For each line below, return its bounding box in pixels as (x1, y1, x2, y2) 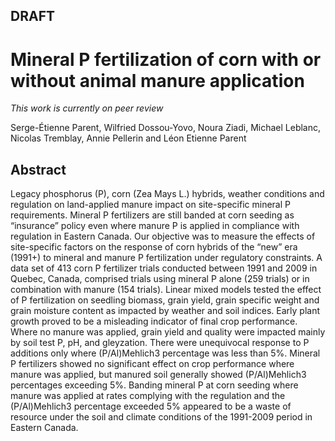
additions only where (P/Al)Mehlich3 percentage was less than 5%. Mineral (10, 347, 321, 359)
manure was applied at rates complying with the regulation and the (10, 390, 286, 402)
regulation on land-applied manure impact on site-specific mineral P (10, 199, 291, 211)
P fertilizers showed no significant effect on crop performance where (10, 358, 295, 370)
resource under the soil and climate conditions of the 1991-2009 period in (10, 411, 313, 423)
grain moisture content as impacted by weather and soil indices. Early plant (10, 305, 321, 317)
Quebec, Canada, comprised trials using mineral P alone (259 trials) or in (10, 273, 310, 285)
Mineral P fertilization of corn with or (10, 48, 322, 71)
